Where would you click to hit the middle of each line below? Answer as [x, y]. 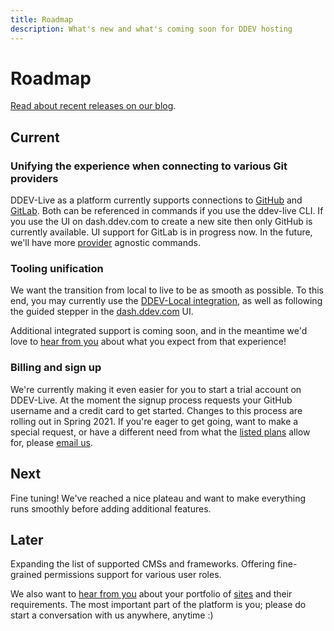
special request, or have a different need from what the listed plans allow [160, 432]
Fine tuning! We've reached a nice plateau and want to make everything [158, 498]
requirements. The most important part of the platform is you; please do [158, 605]
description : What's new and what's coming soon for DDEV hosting [151, 29]
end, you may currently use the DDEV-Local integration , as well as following [166, 301]
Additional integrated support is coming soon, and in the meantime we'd [159, 331]
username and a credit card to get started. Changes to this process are [156, 410]
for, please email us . [51, 442]
